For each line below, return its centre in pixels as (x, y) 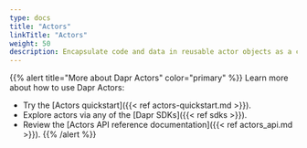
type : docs (30, 18)
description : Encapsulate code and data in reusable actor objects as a (151, 52)
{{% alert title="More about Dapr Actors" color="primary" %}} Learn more (149, 78)
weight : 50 (30, 43)
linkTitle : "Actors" (49, 35)
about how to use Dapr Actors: (67, 88)
